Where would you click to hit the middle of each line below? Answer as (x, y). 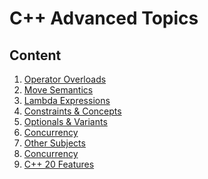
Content (35, 55)
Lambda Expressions (67, 100)
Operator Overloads (65, 79)
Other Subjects (54, 143)
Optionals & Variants (65, 121)
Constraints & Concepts (72, 111)
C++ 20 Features (59, 164)
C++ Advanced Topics (104, 18)
